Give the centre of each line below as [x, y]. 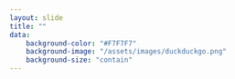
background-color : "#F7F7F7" [81, 43]
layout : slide [37, 18]
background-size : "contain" [79, 60]
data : [20, 35]
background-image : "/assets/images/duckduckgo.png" [126, 52]
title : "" [28, 26]
